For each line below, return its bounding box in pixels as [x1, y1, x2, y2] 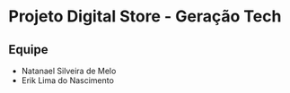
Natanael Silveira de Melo [21, 65, 117, 76]
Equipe [8, 42, 48, 57]
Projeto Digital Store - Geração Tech [8, 6, 282, 27]
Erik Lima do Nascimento [21, 75, 114, 86]
